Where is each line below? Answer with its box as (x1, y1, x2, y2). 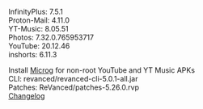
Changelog (8, 91, 45, 100)
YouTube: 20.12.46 (8, 41, 70, 51)
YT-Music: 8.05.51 (8, 24, 69, 33)
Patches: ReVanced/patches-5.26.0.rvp (8, 82, 140, 92)
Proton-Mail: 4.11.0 (8, 15, 70, 25)
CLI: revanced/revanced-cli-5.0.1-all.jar (8, 74, 138, 83)
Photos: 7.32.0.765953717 (8, 32, 95, 42)
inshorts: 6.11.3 (8, 50, 57, 59)
